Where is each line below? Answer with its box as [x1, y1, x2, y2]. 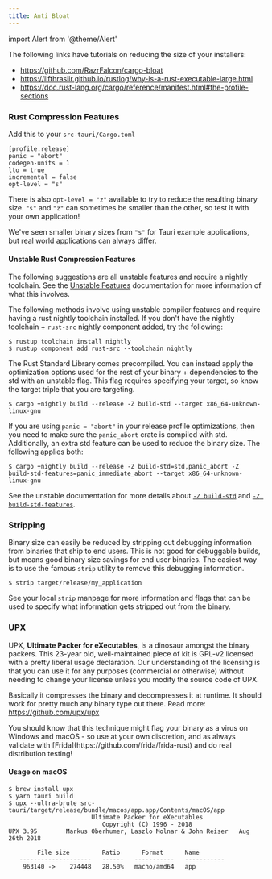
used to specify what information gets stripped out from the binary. [8, 602, 231, 611]
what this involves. [8, 290, 70, 299]
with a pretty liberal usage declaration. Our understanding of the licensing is [8, 657, 261, 667]
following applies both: [8, 447, 84, 456]
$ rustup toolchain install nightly [8, 338, 131, 346]
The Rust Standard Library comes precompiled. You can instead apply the [8, 359, 253, 369]
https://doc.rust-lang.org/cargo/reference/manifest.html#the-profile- [19, 82, 249, 92]
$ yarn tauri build [8, 792, 74, 800]
